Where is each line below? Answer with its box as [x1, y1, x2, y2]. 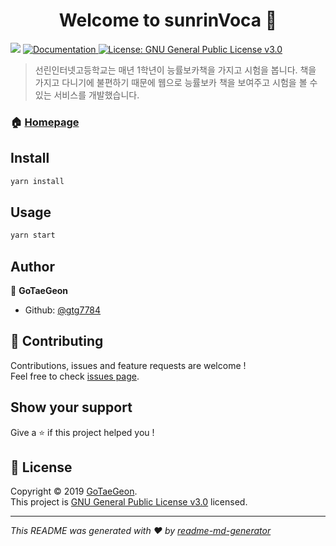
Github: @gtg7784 [24, 304, 102, 316]
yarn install [10, 176, 65, 186]
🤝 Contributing [10, 333, 104, 350]
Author [10, 258, 55, 275]
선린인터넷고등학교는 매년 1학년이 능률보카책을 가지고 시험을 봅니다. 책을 [34, 64, 317, 76]
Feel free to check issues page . [10, 370, 140, 382]
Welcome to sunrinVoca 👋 [58, 9, 278, 32]
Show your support [10, 399, 133, 416]
